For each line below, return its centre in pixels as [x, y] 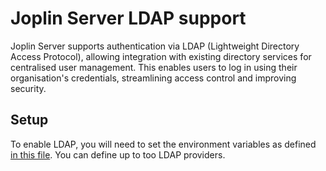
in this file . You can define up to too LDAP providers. [118, 154]
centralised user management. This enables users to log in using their [154, 67]
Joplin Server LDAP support [128, 18]
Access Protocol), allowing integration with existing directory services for [161, 56]
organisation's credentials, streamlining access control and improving [153, 78]
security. [28, 88]
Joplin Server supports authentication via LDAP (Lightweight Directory [155, 46]
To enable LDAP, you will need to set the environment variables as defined [163, 144]
